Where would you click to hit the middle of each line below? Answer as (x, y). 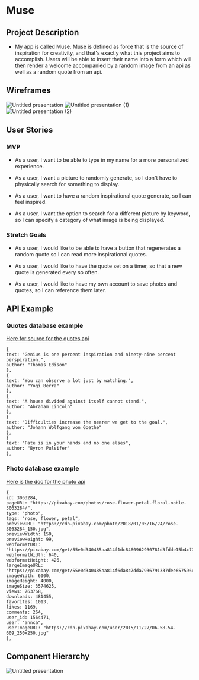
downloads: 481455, (30, 596)
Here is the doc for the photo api (46, 481)
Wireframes (29, 91)
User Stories (30, 130)
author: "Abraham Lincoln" (39, 407)
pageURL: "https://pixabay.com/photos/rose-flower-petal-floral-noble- (96, 503)
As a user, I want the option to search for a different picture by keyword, (102, 213)
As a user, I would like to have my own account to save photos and (96, 284)
